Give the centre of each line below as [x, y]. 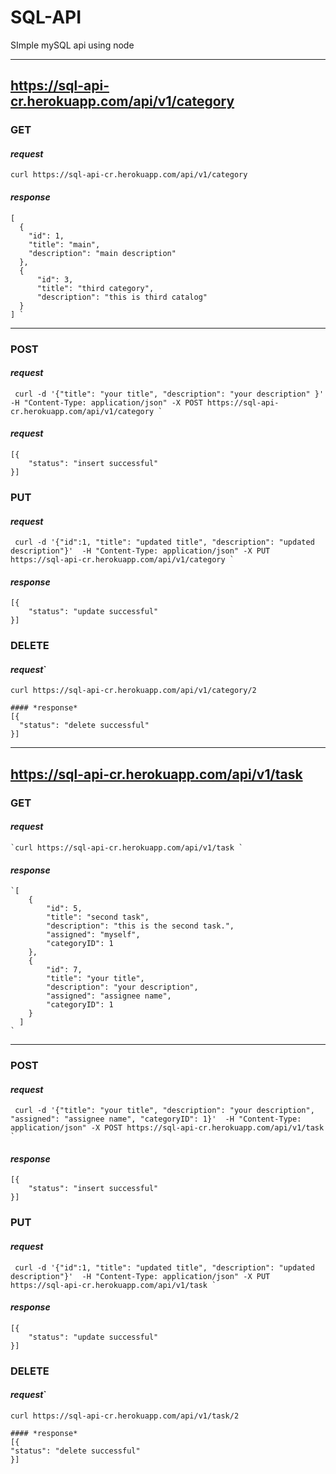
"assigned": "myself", [93, 935]
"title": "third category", [95, 288]
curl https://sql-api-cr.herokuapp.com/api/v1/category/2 [133, 691]
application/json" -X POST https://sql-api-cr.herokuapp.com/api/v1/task [167, 1128]
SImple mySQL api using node [72, 45]
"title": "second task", [98, 917]
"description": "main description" [102, 253]
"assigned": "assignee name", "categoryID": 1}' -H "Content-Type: [156, 1119]
